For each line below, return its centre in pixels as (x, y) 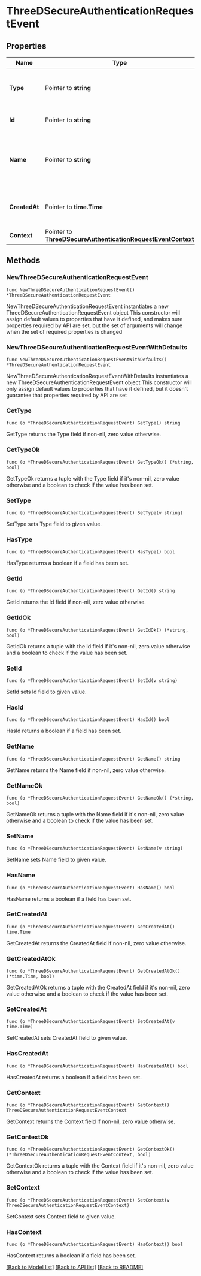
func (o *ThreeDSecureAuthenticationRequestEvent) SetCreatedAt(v (91, 1022)
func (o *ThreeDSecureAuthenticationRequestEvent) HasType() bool (91, 552)
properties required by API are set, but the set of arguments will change (95, 325)
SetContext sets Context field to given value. (61, 1216)
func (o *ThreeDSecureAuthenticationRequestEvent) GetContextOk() (91, 1150)
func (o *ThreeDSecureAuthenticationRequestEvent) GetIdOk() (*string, (97, 630)
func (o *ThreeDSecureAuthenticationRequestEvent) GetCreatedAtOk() (93, 971)
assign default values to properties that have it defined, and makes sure (95, 319)
